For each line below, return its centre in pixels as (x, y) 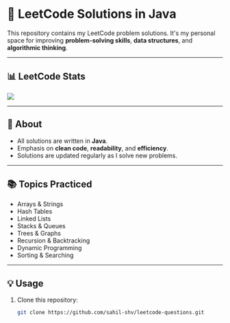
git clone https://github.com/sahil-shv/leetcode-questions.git (111, 313)
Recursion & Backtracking (53, 241)
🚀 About (25, 124)
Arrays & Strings (40, 204)
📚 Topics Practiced (50, 184)
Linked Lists (34, 219)
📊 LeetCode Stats (46, 77)
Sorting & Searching (45, 255)
